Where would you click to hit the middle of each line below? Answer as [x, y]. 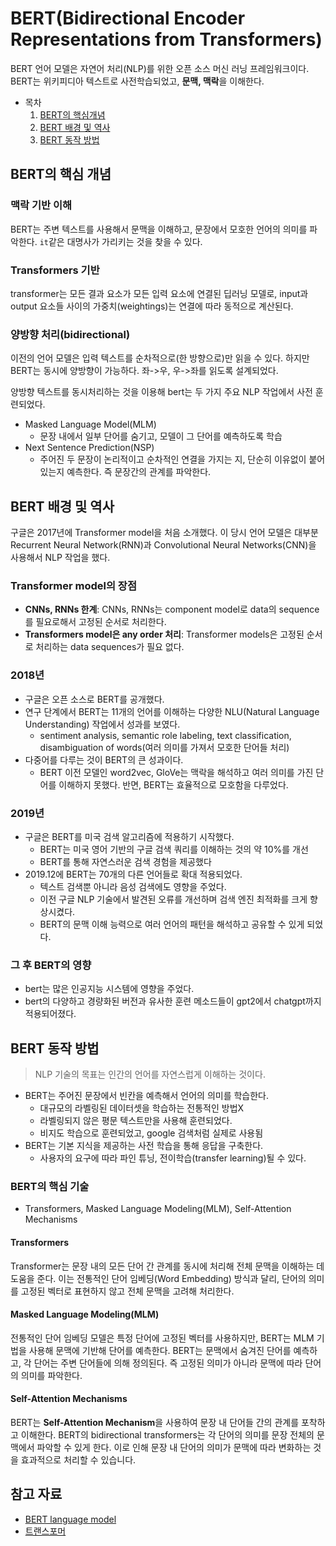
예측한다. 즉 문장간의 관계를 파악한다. [139, 472]
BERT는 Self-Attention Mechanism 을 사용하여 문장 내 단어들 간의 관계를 [155, 1422]
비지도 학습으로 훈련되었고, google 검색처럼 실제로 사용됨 [151, 1133]
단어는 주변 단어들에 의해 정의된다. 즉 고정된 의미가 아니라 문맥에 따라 [168, 1363]
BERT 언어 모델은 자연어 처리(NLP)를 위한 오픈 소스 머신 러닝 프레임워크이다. [160, 68]
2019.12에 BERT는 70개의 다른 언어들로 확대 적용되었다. [133, 874]
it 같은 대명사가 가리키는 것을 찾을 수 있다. [121, 241]
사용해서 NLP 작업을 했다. [60, 558]
